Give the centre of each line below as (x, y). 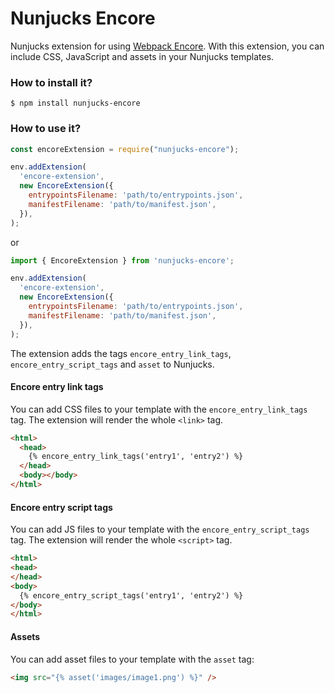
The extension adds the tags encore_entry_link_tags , (121, 353)
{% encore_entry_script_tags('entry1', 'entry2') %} (131, 595)
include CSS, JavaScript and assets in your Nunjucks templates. (142, 56)
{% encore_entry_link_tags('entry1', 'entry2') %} (136, 457)
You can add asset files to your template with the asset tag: (132, 659)
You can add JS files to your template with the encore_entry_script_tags (160, 529)
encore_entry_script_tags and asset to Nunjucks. (112, 364)
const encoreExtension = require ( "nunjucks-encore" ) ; (125, 149)
